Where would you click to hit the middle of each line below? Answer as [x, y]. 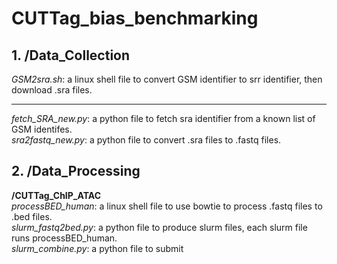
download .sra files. [52, 90]
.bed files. [32, 216]
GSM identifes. [42, 129]
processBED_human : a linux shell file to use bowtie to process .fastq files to [167, 206]
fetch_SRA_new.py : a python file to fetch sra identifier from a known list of [163, 118]
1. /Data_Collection [71, 55]
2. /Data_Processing [76, 171]
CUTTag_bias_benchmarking [135, 18]
